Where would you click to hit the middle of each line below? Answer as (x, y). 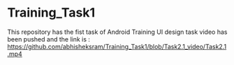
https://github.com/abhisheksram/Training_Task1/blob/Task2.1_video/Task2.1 (117, 46)
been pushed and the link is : (49, 39)
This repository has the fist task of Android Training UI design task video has (117, 32)
